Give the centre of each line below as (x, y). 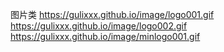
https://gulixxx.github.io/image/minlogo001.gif (105, 36)
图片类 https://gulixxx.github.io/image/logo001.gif (112, 14)
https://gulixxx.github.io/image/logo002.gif (99, 26)
